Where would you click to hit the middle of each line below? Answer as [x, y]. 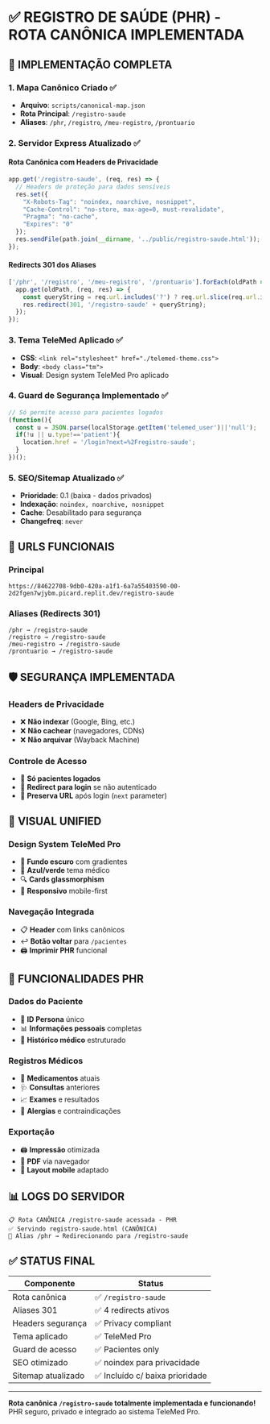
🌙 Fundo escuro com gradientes [74, 861]
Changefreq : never [51, 521]
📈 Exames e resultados [59, 1099]
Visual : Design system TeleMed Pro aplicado [94, 375]
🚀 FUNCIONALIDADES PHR [76, 979]
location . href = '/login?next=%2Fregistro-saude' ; [109, 442]
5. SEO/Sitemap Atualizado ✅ [66, 478]
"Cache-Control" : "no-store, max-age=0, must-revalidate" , [124, 210]
